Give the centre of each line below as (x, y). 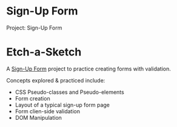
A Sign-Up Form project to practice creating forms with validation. (89, 69)
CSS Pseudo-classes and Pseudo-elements (69, 92)
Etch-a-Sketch (44, 52)
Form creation (32, 98)
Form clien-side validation (48, 111)
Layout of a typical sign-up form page (62, 105)
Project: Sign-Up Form (34, 28)
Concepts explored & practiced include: (56, 80)
